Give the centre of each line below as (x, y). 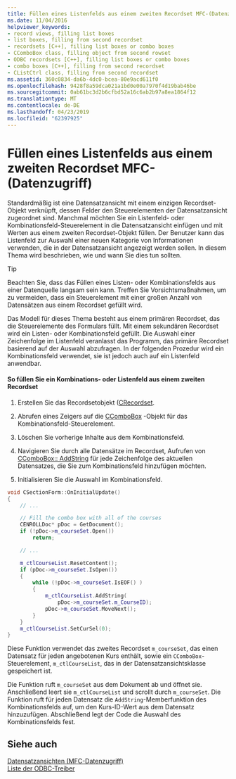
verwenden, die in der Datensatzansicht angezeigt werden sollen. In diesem (117, 248)
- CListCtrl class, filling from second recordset (83, 72)
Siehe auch (32, 744)
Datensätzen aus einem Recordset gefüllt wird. (75, 305)
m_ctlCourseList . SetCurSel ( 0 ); (66, 628)
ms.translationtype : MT (42, 99)
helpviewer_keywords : (39, 27)
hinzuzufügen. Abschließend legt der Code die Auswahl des (94, 714)
